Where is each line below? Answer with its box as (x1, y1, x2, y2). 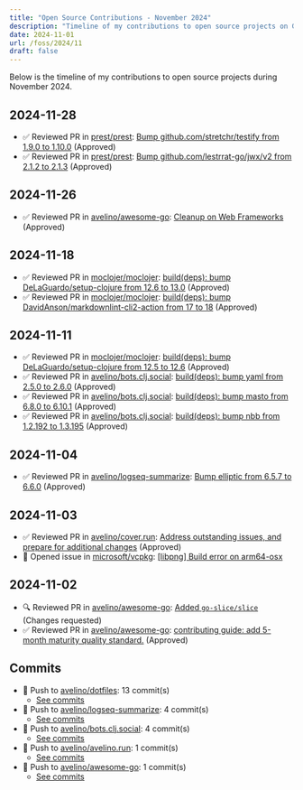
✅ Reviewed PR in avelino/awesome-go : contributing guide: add (22, 624, 262, 635)
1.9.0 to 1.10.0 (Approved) (22, 141, 116, 152)
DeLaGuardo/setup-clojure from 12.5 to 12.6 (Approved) (22, 362, 230, 373)
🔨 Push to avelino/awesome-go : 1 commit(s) (22, 761, 187, 772)
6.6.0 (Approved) (22, 481, 86, 492)
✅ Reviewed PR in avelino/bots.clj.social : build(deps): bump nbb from (22, 411, 280, 422)
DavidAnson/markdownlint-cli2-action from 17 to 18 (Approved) (22, 302, 258, 312)
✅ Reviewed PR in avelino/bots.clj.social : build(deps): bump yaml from (22, 371, 284, 382)
